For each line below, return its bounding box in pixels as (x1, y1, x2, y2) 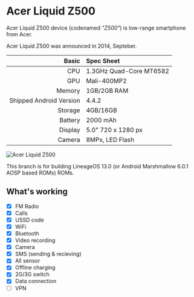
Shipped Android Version (9, 96, 80, 104)
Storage (57, 106, 80, 114)
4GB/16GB (86, 106, 117, 114)
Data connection (15, 278, 56, 285)
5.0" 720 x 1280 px (86, 126, 143, 134)
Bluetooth (15, 230, 39, 237)
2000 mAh (86, 116, 117, 124)
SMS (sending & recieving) (15, 251, 82, 258)
